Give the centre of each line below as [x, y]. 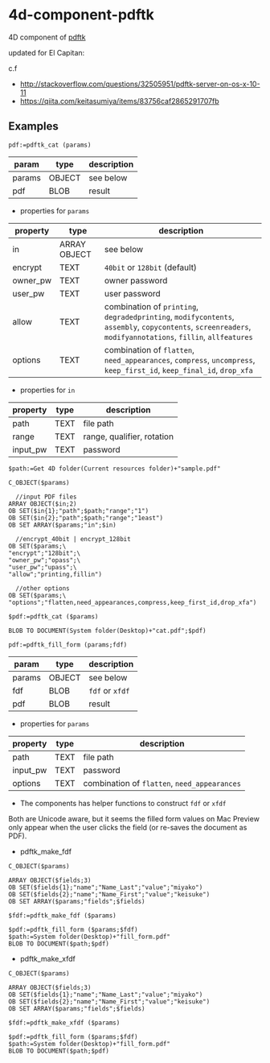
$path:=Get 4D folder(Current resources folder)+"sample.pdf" [115, 469]
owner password [136, 280]
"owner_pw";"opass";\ [45, 560]
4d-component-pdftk [82, 15]
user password [132, 293]
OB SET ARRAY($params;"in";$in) [62, 525]
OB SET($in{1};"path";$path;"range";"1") [79, 511]
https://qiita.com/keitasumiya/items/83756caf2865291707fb [119, 101]
